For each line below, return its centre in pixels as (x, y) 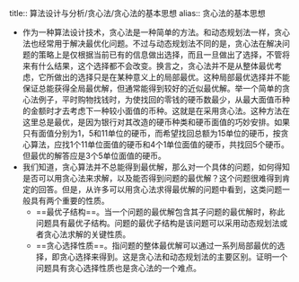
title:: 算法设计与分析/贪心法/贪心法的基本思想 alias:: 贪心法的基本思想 (138, 13)
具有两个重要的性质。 (70, 201)
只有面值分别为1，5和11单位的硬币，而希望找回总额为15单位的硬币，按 (151, 133)
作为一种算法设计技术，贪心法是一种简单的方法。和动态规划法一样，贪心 (156, 32)
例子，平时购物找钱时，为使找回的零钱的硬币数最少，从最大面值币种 (164, 100)
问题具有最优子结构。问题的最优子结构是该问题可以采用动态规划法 (158, 223)
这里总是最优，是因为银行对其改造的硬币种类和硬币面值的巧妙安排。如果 (156, 122)
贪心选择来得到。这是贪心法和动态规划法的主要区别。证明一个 (174, 257)
